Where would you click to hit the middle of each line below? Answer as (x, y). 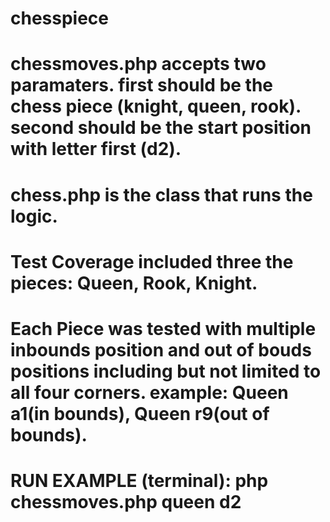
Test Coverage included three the (152, 261)
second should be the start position (161, 128)
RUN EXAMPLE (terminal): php (139, 481)
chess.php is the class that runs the (161, 194)
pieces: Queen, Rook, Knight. (134, 283)
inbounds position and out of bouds (161, 349)
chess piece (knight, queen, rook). (156, 106)
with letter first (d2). (96, 149)
